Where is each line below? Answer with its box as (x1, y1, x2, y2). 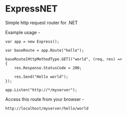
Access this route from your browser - (5, 96, 84, 102)
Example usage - (5, 29, 40, 35)
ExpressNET (5, 3, 58, 15)
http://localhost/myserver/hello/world (5, 106, 89, 111)
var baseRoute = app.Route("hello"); (5, 48, 84, 53)
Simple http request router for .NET (5, 20, 78, 26)
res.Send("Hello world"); (14, 74, 69, 79)
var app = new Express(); (5, 39, 59, 44)
